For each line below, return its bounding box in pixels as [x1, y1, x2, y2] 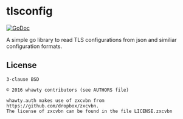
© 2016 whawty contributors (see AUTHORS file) [6, 87, 129, 93]
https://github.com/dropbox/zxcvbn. [6, 103, 99, 109]
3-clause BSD [6, 76, 40, 83]
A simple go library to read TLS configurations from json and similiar [6, 36, 178, 43]
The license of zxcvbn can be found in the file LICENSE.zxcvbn [6, 108, 173, 114]
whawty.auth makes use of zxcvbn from [6, 97, 105, 104]
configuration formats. [6, 42, 63, 50]
